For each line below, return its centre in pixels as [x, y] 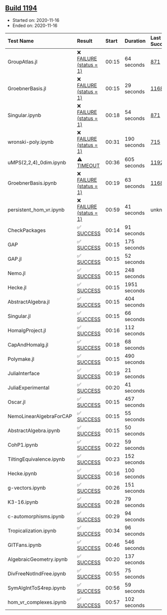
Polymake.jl [21, 359]
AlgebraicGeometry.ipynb [38, 559]
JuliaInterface [24, 373]
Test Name [21, 41]
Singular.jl [19, 316]
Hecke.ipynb [22, 473]
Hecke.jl [17, 287]
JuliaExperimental [29, 388]
